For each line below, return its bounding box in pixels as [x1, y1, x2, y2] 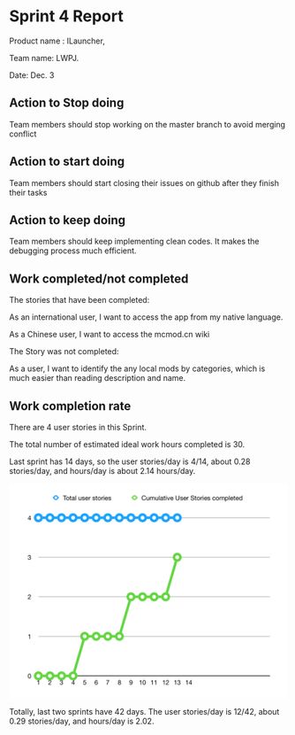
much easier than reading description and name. [9, 373, 186, 383]
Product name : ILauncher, [9, 35, 106, 46]
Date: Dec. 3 [9, 69, 55, 81]
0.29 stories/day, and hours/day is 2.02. [9, 716, 155, 726]
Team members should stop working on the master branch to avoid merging [9, 119, 285, 129]
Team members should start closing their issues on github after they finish [9, 177, 280, 188]
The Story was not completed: [9, 346, 119, 357]
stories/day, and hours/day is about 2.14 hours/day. [9, 466, 196, 476]
